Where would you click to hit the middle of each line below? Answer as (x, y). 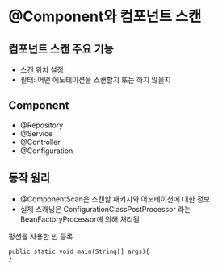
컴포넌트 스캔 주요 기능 (61, 49)
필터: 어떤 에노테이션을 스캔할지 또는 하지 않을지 (95, 80)
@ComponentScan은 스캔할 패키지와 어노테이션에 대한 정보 (115, 199)
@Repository (42, 125)
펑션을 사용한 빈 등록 (41, 236)
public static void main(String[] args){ (79, 251)
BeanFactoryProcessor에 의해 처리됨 (80, 219)
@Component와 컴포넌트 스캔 (105, 17)
